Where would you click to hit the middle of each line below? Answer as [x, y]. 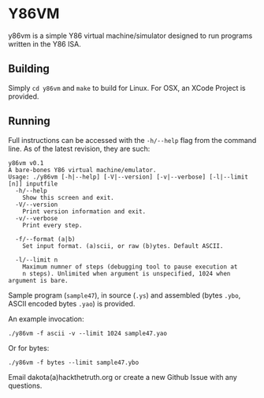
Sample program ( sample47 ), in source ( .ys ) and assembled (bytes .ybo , [125, 295]
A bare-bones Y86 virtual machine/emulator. [82, 170]
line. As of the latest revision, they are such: [79, 148]
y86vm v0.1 [26, 163]
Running [30, 121]
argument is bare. [38, 280]
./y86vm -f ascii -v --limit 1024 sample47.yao [88, 333]
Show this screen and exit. [68, 197]
